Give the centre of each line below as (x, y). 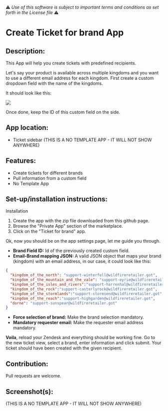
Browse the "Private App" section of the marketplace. (68, 226)
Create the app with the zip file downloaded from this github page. (81, 221)
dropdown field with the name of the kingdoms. (54, 83)
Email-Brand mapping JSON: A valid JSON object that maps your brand (87, 256)
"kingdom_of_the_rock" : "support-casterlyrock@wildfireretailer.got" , (84, 289)
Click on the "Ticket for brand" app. (49, 231)
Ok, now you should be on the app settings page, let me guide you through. (83, 241)
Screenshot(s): (30, 392)
